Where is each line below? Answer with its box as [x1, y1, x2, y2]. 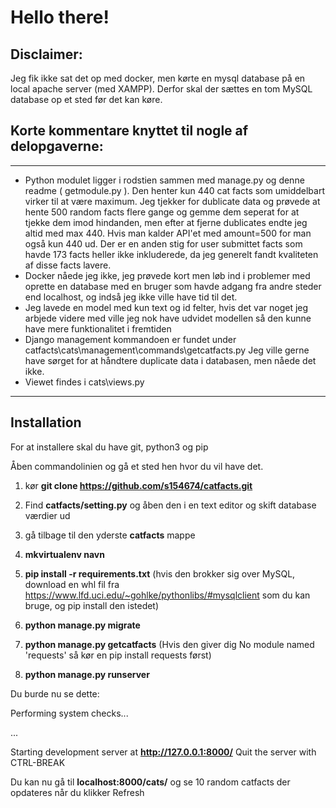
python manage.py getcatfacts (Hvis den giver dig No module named [24, 638, 315, 650]
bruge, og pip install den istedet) [24, 599, 160, 611]
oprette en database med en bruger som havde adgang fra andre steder [24, 280, 322, 292]
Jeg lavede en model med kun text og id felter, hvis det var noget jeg [24, 301, 309, 313]
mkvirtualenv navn [24, 548, 105, 560]
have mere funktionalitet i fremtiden [24, 322, 172, 335]
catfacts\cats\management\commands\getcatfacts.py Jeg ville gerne [24, 344, 310, 356]
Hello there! [10, 6, 110, 29]
